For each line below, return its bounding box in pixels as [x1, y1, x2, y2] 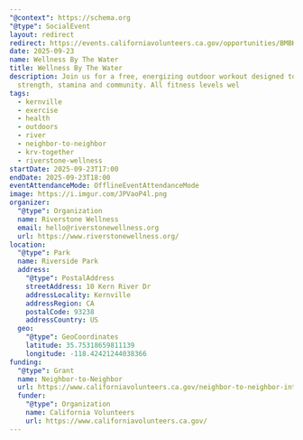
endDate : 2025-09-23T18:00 [9, 173, 111, 182]
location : [9, 240, 47, 249]
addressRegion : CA [25, 299, 95, 308]
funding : [9, 358, 42, 367]
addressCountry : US [25, 315, 99, 325]
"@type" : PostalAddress [25, 274, 115, 283]
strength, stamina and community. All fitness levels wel [17, 80, 241, 89]
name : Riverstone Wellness [17, 214, 119, 224]
